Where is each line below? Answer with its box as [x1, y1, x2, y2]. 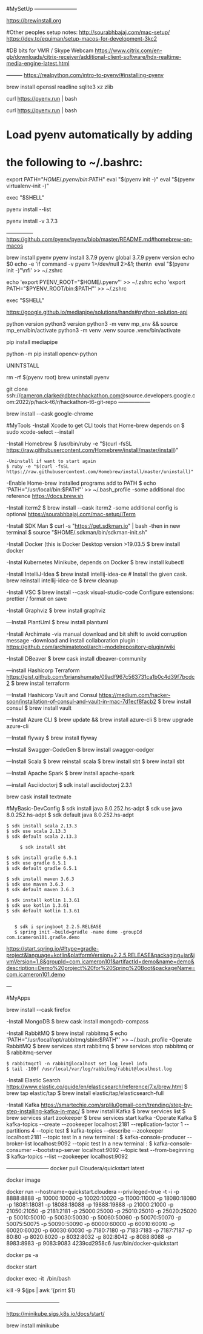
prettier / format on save [6, 595, 67, 602]
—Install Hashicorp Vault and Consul [6, 692, 98, 699]
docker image [6, 1176, 41, 1184]
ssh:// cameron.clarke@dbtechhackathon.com [6, 392, 121, 399]
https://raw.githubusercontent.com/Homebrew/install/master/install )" [6, 446, 179, 454]
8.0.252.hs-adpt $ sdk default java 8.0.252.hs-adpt [6, 811, 135, 818]
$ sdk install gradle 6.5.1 [6, 855, 78, 861]
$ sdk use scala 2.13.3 [6, 828, 67, 835]
